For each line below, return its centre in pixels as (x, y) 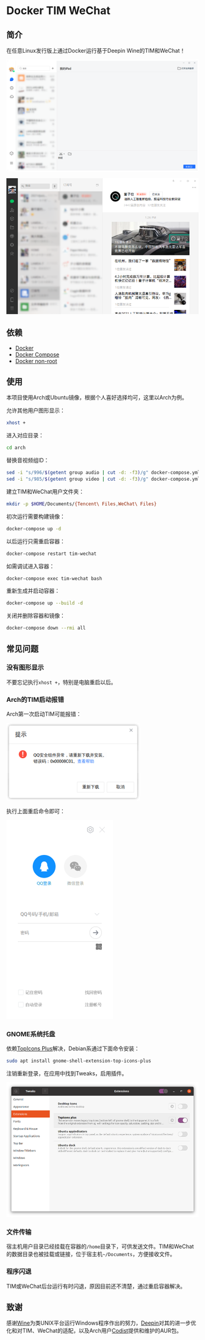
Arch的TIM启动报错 (35, 699)
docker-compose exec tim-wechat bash (54, 578)
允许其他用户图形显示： (36, 410)
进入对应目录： (25, 435)
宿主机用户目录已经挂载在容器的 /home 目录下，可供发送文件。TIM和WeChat (100, 1246)
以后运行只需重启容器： (36, 541)
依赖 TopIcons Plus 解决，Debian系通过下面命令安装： (73, 1048)
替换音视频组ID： (28, 461)
